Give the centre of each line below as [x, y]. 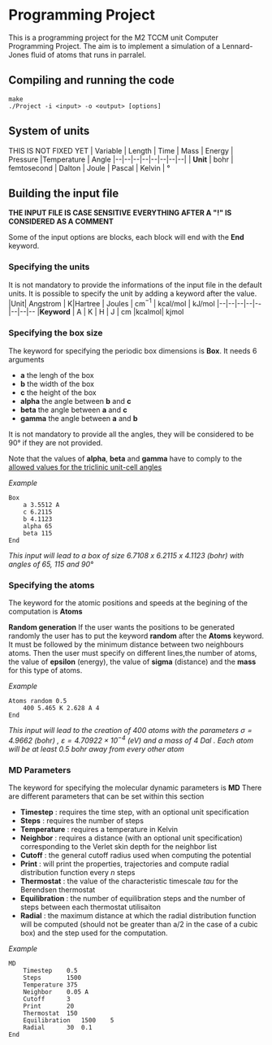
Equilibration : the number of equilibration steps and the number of [133, 898]
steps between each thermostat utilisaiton [90, 907]
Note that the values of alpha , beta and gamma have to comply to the [125, 458]
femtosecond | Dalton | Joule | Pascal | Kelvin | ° [89, 167]
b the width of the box [57, 384]
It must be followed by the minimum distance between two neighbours [126, 644]
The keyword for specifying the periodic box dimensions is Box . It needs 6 [133, 350]
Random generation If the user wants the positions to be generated [122, 627]
